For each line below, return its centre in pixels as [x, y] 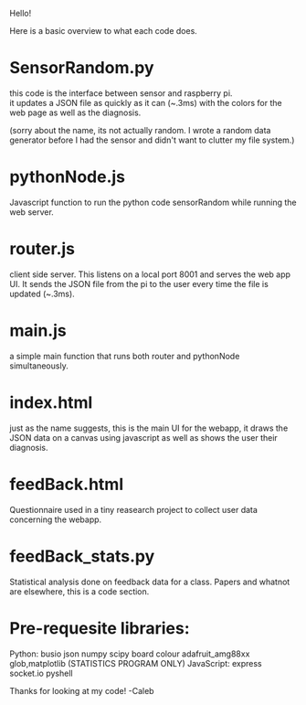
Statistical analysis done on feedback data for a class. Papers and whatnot [150, 582]
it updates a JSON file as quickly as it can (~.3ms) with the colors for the [146, 102]
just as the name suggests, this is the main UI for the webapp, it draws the [149, 428]
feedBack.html [67, 484]
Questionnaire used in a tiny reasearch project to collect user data [134, 509]
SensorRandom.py [82, 68]
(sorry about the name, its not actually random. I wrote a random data [140, 130]
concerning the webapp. [56, 519]
